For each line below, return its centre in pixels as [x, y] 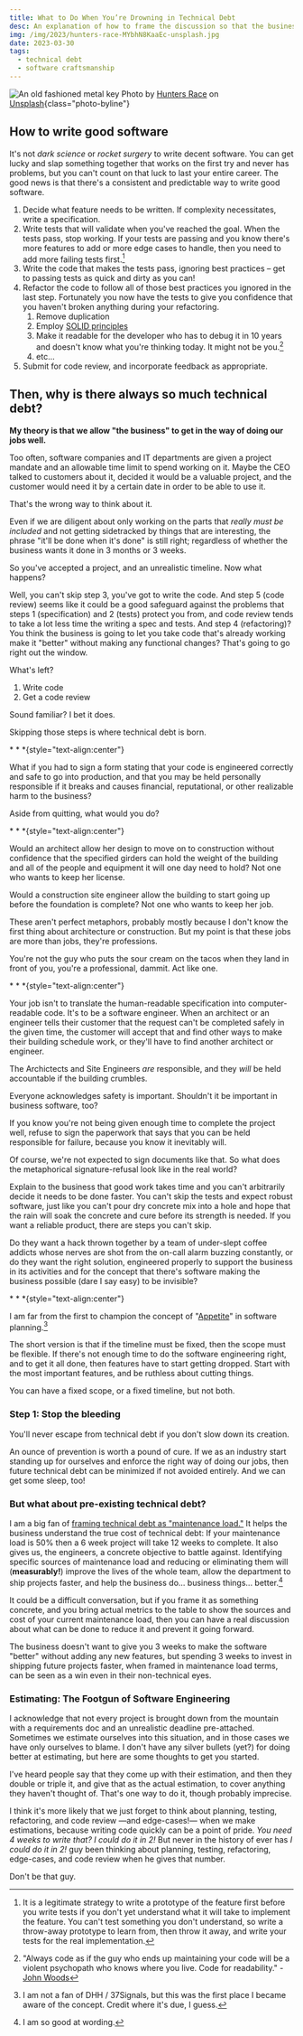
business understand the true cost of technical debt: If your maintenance [145, 1534]
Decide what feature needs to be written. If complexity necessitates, [149, 210]
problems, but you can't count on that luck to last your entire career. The [144, 173]
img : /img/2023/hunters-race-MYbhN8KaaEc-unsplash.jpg [115, 34]
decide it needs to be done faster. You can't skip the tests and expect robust [151, 1196]
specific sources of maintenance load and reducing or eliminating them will [149, 1562]
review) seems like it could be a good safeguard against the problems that [147, 604]
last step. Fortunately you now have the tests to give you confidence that [157, 297]
